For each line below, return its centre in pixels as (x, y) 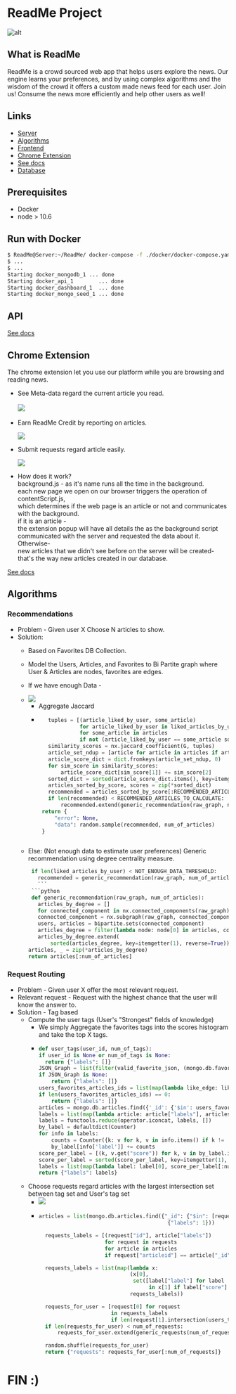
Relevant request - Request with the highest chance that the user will (117, 997)
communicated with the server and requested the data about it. (109, 536)
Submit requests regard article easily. (71, 449)
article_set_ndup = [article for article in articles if (133, 753)
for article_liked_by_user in (124, 727)
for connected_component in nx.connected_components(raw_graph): (135, 911)
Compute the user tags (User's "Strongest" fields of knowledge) (121, 1019)
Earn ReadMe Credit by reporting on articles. (82, 422)
